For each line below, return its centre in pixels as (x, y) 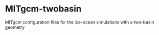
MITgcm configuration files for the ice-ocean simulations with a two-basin (79, 22)
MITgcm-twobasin (43, 9)
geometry (15, 27)
